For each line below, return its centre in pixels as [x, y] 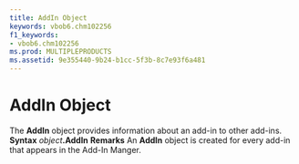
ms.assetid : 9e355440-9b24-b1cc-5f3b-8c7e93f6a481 [108, 60]
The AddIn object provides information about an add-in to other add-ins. [146, 130]
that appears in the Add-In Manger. [75, 149]
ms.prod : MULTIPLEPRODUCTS [61, 52]
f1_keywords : [34, 35]
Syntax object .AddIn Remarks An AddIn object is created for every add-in [150, 140]
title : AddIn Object [49, 18]
